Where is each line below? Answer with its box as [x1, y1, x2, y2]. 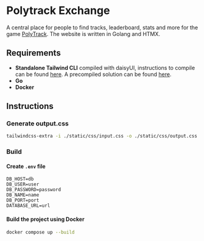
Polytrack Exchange [6, 4, 110, 18]
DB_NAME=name [6, 192, 40, 198]
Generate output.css [6, 119, 69, 128]
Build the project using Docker [6, 215, 85, 223]
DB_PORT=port [6, 197, 40, 204]
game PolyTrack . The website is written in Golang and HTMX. [6, 30, 160, 37]
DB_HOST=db [6, 176, 34, 183]
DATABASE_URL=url [6, 203, 51, 209]
